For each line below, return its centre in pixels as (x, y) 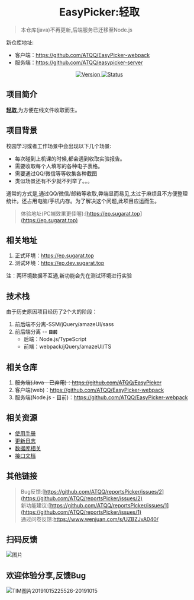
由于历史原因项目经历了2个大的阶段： (52, 312)
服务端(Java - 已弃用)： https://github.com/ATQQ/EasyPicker (88, 383)
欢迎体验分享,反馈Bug (46, 575)
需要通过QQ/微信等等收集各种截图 (56, 173)
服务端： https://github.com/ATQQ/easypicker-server (79, 62)
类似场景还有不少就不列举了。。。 (54, 181)
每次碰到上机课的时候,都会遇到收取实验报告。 (70, 159)
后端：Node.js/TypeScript (55, 339)
